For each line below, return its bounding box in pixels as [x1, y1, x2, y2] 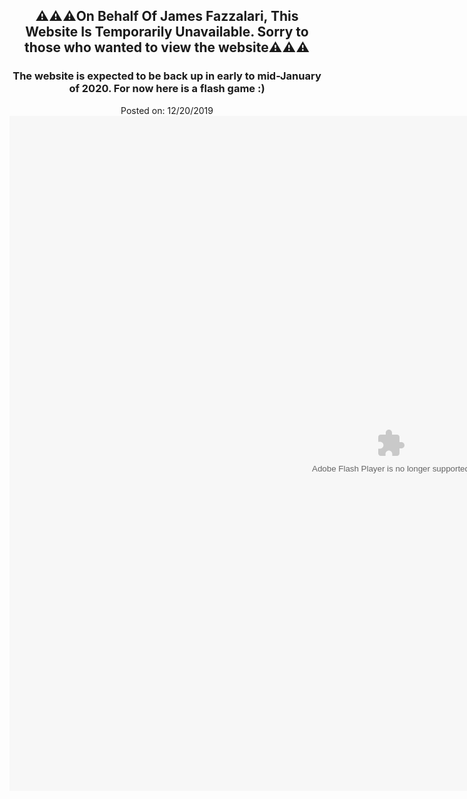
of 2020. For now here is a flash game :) [68, 82, 266, 96]
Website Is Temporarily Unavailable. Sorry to [25, 24, 309, 41]
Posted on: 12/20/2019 [120, 104, 214, 116]
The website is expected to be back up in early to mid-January [12, 69, 322, 83]
